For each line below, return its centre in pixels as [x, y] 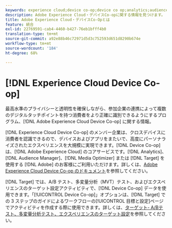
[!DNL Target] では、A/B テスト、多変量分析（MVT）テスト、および [77, 182]
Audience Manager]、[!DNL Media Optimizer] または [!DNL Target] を [92, 158]
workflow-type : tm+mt [28, 44]
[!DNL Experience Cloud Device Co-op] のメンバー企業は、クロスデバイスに [85, 132]
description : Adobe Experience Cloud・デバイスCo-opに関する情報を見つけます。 [85, 15]
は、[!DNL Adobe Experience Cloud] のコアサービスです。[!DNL [72, 151]
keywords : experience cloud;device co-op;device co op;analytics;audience [87, 10]
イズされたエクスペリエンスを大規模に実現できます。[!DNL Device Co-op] [83, 145]
